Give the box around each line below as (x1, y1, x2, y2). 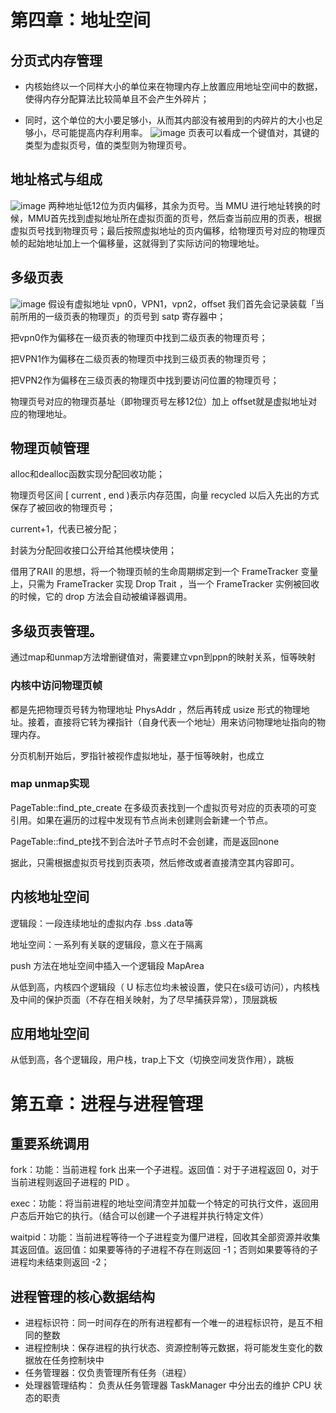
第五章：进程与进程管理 (10, 1092, 204, 1115)
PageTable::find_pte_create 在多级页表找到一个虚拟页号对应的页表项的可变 (10, 801, 318, 813)
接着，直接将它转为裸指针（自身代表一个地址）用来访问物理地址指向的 (27, 716, 317, 728)
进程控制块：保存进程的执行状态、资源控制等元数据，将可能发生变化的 (24, 1342, 315, 1354)
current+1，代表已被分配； (10, 523, 120, 535)
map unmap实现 (10, 777, 90, 791)
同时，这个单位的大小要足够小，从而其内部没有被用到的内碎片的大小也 (24, 114, 315, 126)
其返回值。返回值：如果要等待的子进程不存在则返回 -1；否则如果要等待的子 (10, 1244, 319, 1256)
